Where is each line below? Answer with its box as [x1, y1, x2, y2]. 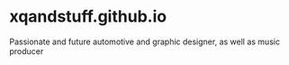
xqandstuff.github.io [9, 6, 167, 27]
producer [9, 45, 44, 56]
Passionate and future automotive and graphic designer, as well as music [9, 36, 281, 47]
